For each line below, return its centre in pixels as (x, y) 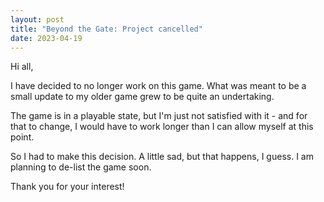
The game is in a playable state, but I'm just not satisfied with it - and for (159, 116)
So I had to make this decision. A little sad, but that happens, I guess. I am (162, 157)
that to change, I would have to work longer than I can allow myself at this (162, 127)
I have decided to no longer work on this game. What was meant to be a (158, 86)
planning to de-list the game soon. (81, 167)
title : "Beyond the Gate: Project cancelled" (106, 29)
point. (22, 137)
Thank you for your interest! (67, 187)
